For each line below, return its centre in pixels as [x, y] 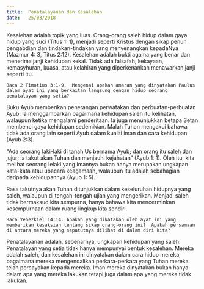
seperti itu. [20, 74]
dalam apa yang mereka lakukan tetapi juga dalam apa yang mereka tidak [99, 274]
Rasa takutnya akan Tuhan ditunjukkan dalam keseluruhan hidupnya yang [99, 189]
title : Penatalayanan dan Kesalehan [54, 12]
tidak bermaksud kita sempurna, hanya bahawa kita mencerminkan [91, 202]
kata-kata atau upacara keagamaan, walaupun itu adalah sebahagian [93, 171]
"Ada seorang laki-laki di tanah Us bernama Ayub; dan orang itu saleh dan [99, 151]
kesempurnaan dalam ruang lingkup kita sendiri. [67, 209]
